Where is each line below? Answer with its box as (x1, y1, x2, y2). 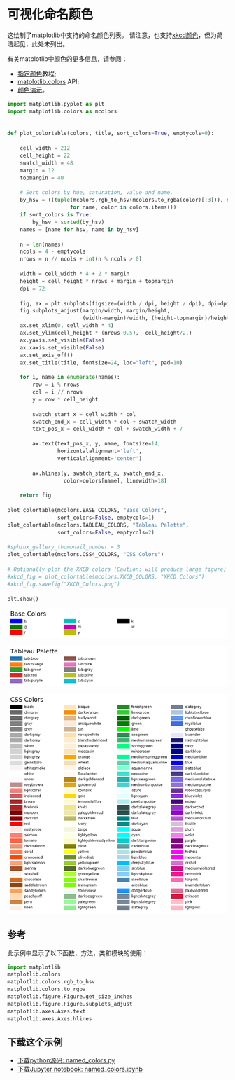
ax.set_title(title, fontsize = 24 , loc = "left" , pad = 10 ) (20, 359, 183, 366)
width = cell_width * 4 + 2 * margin (20, 270, 130, 277)
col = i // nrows (32, 389, 83, 396)
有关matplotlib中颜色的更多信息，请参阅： (7, 54, 128, 63)
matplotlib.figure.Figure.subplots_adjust (7, 1000, 133, 1007)
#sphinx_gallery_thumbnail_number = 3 (7, 544, 120, 551)
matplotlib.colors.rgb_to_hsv (7, 978, 96, 985)
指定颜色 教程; (17, 69, 57, 78)
